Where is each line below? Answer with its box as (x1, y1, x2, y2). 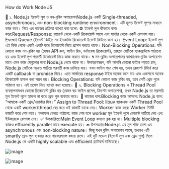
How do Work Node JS (5, 5, 53, 10)
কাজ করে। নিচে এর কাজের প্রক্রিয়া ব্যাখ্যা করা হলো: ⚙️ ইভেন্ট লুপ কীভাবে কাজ (5, 25, 117, 31)
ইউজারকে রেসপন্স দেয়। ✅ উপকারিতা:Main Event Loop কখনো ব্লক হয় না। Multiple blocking (5, 116, 160, 122)
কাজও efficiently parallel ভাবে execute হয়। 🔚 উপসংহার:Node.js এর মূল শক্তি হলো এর (5, 122, 152, 127)
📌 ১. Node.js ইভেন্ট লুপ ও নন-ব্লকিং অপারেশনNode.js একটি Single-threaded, (5, 14, 137, 20)
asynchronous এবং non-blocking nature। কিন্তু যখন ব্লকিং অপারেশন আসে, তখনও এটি (5, 127, 150, 133)
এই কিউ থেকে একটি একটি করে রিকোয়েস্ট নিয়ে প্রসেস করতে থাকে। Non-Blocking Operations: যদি (5, 42, 162, 48)
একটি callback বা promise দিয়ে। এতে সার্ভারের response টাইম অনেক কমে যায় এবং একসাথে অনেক (5, 70, 164, 76)
